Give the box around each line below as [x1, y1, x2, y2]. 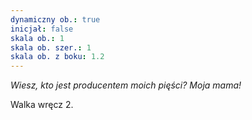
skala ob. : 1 [10, 33, 65, 43]
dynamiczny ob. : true [10, 14, 101, 25]
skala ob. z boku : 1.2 [10, 52, 105, 62]
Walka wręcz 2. [10, 99, 74, 111]
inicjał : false [10, 24, 74, 34]
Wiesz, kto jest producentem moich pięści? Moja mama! [10, 79, 242, 91]
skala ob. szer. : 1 [10, 42, 92, 53]
